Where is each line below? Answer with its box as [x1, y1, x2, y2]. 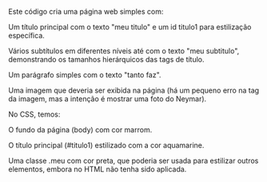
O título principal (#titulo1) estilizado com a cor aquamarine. [8, 140, 205, 150]
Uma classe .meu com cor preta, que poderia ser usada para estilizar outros [8, 156, 259, 165]
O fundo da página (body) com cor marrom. [8, 125, 153, 134]
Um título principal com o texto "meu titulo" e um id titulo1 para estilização [8, 22, 252, 31]
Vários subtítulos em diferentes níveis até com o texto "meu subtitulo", [8, 46, 240, 55]
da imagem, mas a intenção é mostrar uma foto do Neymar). [8, 94, 207, 103]
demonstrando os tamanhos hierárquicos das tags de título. [8, 55, 205, 64]
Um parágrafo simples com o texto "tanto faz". [8, 70, 161, 79]
